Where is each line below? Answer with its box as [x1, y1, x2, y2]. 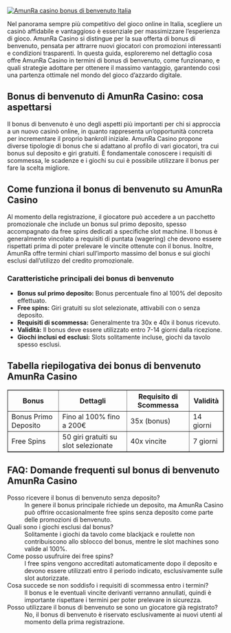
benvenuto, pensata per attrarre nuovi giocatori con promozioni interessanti [7, 42, 221, 49]
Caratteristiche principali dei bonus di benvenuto [7, 274, 174, 283]
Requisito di [138, 392, 178, 401]
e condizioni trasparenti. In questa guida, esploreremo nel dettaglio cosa [7, 49, 212, 57]
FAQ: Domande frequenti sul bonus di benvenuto [7, 465, 220, 476]
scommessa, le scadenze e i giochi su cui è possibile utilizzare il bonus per [7, 156, 219, 164]
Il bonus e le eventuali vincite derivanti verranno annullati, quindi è [24, 588, 212, 597]
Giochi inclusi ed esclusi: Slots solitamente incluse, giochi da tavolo [16, 333, 211, 341]
